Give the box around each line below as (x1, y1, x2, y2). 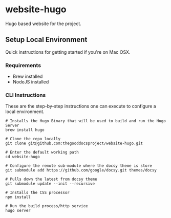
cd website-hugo (5, 155, 40, 160)
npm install (5, 194, 31, 200)
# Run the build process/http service (5, 204, 88, 209)
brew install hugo (5, 127, 45, 133)
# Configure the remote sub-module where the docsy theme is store (5, 163, 153, 168)
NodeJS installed (12, 79, 49, 85)
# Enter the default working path (5, 150, 79, 155)
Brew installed (12, 73, 43, 80)
